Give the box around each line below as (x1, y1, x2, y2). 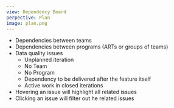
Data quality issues (15, 50, 63, 57)
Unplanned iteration (24, 56, 74, 64)
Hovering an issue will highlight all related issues (15, 89, 137, 96)
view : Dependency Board (6, 8, 67, 15)
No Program (24, 69, 55, 76)
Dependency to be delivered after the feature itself (24, 75, 151, 83)
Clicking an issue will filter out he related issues (15, 95, 134, 102)
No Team (24, 62, 47, 70)
